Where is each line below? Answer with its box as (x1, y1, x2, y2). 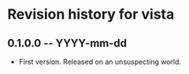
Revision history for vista (7, 5, 175, 23)
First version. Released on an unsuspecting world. (18, 57, 182, 66)
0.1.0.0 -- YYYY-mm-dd (7, 37, 128, 50)
